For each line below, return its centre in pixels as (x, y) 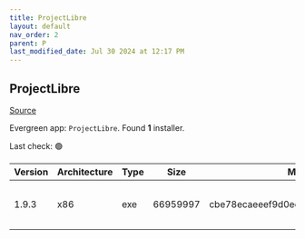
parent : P (28, 43)
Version (31, 172)
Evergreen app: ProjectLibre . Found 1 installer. (97, 127)
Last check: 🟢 (36, 145)
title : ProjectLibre (49, 18)
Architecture (85, 172)
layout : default (40, 26)
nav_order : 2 (34, 35)
